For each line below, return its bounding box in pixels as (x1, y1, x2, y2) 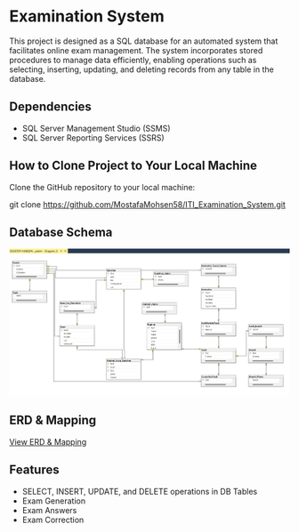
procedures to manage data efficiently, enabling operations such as (9, 54, 257, 65)
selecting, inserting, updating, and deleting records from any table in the (9, 64, 274, 75)
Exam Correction (21, 514, 85, 525)
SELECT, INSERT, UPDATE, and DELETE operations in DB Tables (21, 486, 258, 496)
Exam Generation (21, 496, 86, 506)
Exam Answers (21, 504, 77, 515)
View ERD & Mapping (9, 436, 87, 447)
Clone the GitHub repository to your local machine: (9, 181, 196, 192)
